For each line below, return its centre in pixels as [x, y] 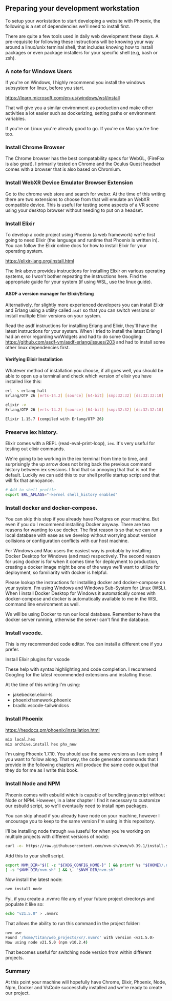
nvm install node [24, 889]
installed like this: [24, 382]
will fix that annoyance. [30, 481]
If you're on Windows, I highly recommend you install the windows [75, 83]
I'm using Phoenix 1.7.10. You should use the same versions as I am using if [84, 754]
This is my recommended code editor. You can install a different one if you [84, 644]
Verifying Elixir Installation [34, 359]
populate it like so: [25, 904]
